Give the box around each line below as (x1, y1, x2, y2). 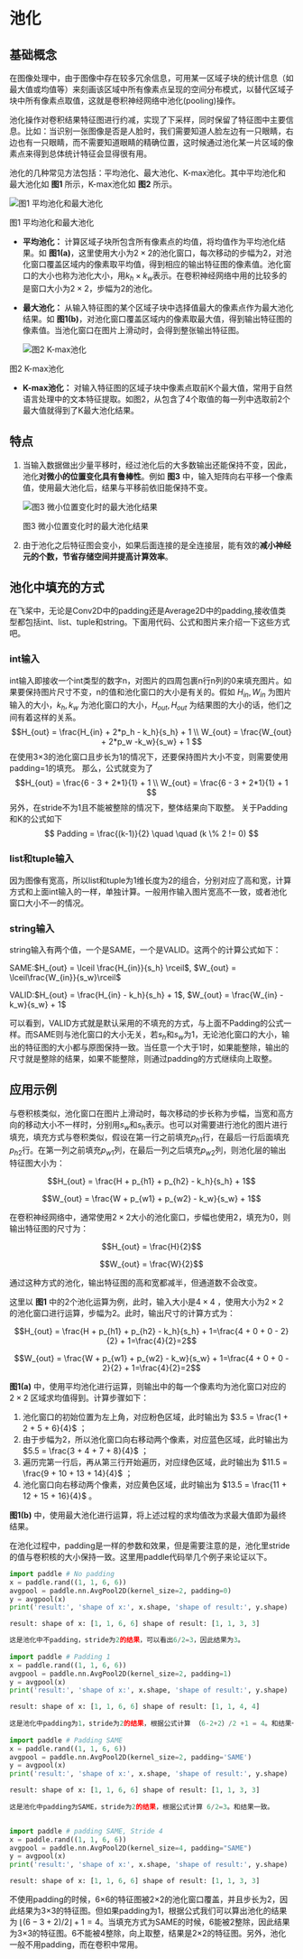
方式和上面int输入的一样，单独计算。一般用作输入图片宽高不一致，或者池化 (9, 886, 288, 896)
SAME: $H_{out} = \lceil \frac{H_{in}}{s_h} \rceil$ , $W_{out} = (9, 962, 237, 973)
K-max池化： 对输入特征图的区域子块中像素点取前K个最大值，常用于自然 (22, 382, 293, 393)
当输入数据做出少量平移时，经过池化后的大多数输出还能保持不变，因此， (22, 460, 291, 470)
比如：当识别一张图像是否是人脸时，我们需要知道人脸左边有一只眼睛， (24, 125, 286, 136)
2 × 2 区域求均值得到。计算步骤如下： (9, 1392, 150, 1403)
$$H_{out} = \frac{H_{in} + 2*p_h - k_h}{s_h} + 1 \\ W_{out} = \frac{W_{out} (11, 727, 292, 738)
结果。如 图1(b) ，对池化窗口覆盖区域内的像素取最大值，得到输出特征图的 (22, 313, 293, 324)
